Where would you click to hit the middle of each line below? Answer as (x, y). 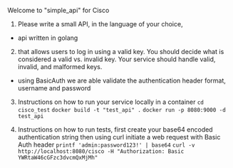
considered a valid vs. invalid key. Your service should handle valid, (116, 59)
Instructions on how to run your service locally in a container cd (111, 102)
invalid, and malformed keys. (60, 67)
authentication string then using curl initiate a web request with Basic (119, 137)
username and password (54, 88)
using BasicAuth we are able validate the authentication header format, (122, 80)
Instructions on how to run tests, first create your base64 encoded (115, 130)
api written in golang (48, 38)
